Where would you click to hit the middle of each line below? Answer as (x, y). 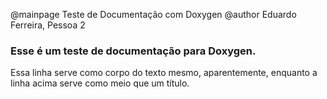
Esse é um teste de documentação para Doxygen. (133, 51)
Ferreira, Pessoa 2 (48, 25)
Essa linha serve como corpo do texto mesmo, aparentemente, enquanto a (164, 73)
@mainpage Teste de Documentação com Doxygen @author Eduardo (153, 14)
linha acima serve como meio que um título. (100, 83)
